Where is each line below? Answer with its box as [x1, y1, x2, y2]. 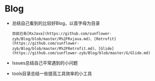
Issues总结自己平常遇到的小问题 [11, 59, 78, 65]
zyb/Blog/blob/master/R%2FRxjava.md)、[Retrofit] [11, 36, 117, 41]
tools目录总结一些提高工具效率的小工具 [11, 70, 92, 76]
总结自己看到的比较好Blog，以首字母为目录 [11, 20, 100, 26]
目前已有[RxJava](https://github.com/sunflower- [11, 31, 112, 36]
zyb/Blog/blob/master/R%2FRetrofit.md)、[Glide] [11, 46, 114, 51]
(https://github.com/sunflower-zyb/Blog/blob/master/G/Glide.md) [11, 50, 151, 55]
